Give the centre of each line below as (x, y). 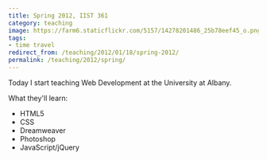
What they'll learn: (38, 98)
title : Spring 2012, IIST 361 (58, 16)
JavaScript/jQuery (49, 147)
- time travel (32, 45)
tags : (17, 38)
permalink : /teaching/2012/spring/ (67, 60)
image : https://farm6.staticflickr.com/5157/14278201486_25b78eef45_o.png (135, 30)
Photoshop (37, 139)
